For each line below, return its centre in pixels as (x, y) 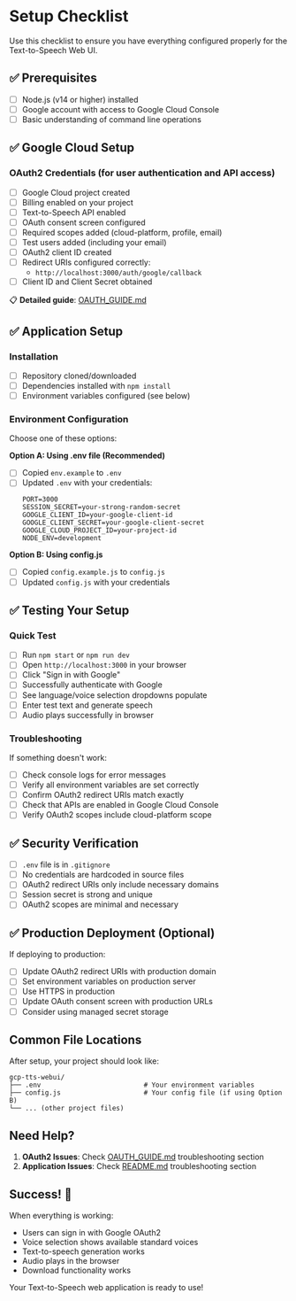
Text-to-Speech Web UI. (53, 50)
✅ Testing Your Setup (69, 610)
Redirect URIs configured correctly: (86, 262)
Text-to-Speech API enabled (74, 212)
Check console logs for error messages (94, 775)
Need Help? (42, 1135)
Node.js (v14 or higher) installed (80, 99)
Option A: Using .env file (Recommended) (87, 456)
